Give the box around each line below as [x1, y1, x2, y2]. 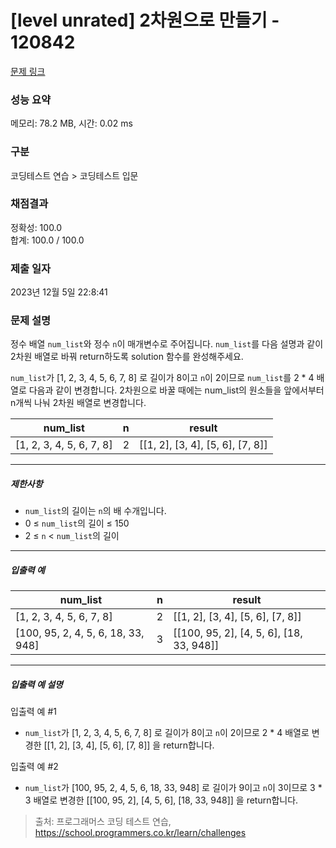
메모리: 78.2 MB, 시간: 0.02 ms [10, 117, 133, 130]
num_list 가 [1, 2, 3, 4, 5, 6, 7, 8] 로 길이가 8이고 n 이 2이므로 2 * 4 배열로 [24, 727, 310, 739]
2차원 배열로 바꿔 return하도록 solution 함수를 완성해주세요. [10, 351, 244, 363]
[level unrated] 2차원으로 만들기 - [10, 9, 280, 32]
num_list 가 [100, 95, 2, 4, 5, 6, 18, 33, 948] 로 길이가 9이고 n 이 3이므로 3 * [24, 782, 323, 794]
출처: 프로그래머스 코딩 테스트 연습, [34, 816, 172, 828]
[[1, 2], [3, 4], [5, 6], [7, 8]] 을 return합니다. [43, 739, 215, 751]
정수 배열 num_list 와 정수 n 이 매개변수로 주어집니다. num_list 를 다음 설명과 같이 [10, 338, 324, 350]
